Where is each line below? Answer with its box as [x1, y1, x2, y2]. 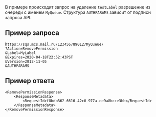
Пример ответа [5, 77, 55, 85]
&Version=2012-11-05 [5, 59, 47, 64]
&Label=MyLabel [5, 50, 36, 56]
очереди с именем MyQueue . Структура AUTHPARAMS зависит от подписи [5, 9, 151, 15]
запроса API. [5, 15, 32, 20]
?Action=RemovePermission [5, 46, 58, 51]
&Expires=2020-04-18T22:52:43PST [5, 55, 73, 59]
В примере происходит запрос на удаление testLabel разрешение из [5, 4, 151, 10]
